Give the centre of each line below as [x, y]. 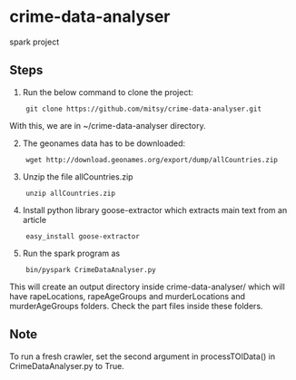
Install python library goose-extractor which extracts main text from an [155, 209]
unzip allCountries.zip [71, 193]
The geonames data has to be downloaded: [104, 143]
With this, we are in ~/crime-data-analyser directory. [108, 125]
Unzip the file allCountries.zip [78, 176]
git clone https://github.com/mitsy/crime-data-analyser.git [143, 109]
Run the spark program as [71, 253]
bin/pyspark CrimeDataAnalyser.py [91, 269]
